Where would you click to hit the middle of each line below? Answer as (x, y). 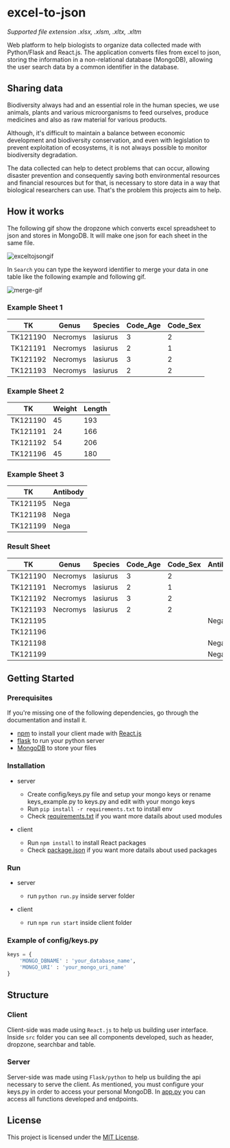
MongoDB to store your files (57, 748)
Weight (65, 409)
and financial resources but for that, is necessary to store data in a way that (114, 183)
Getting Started (41, 679)
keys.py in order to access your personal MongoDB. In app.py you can (106, 1091)
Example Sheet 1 (35, 308)
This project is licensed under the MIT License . (73, 1137)
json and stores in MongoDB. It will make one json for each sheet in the (107, 236)
